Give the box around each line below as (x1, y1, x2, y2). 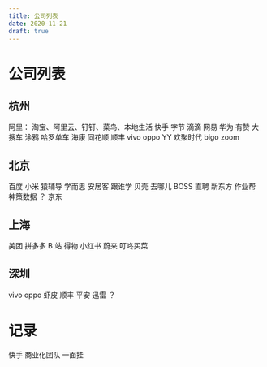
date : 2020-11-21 (8, 19, 67, 28)
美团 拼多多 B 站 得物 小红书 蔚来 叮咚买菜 (8, 241, 149, 250)
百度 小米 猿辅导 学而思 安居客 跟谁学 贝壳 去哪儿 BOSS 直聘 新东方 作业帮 (8, 182, 256, 192)
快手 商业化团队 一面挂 (8, 350, 84, 360)
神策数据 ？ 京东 (8, 192, 62, 201)
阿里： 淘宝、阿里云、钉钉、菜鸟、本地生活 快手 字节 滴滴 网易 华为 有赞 (8, 123, 250, 132)
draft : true (8, 27, 49, 35)
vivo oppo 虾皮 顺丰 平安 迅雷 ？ (8, 290, 116, 300)
